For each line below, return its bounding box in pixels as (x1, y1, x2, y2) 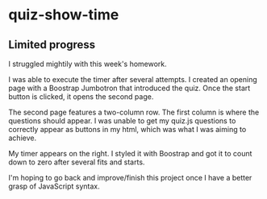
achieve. (8, 133, 37, 143)
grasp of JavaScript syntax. (8, 181, 101, 191)
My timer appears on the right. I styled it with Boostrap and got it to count (8, 149, 252, 158)
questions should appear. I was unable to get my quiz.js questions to (8, 116, 236, 126)
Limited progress (8, 38, 96, 52)
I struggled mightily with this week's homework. (8, 59, 167, 68)
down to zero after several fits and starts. (8, 157, 145, 167)
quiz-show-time (8, 6, 119, 24)
